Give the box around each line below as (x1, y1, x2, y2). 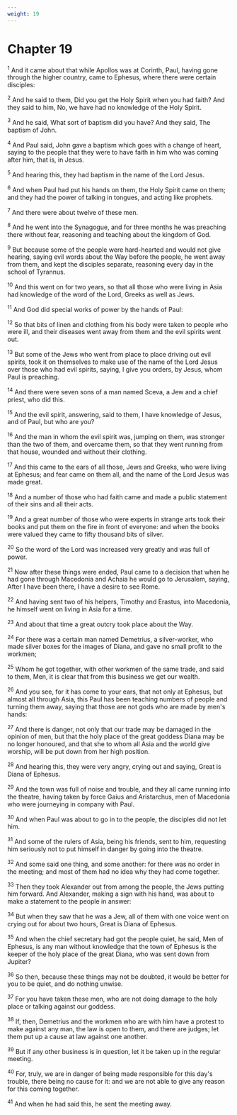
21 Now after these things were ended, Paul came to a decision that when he (7, 566, 230, 576)
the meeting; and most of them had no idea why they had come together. (7, 867, 221, 876)
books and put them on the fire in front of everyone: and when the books (7, 523, 220, 531)
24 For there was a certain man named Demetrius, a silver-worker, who (7, 633, 214, 643)
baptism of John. (7, 126, 57, 134)
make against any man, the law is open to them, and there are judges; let (7, 1024, 219, 1033)
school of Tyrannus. (7, 267, 66, 277)
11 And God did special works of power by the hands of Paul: (7, 304, 183, 314)
